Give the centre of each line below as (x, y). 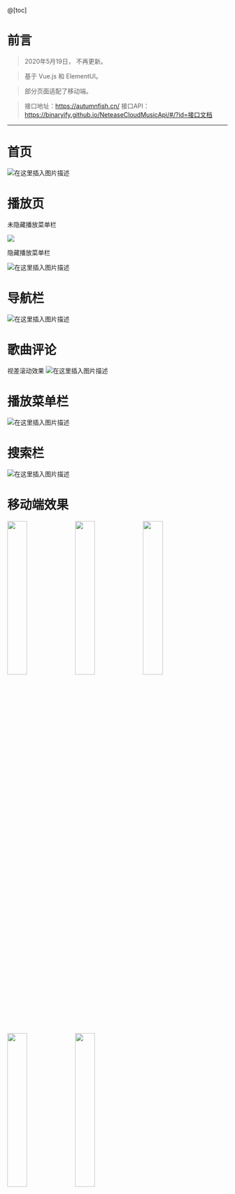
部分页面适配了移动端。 (58, 91)
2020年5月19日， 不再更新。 (65, 61)
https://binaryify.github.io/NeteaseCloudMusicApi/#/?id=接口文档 (119, 114)
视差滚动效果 (26, 370)
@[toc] (17, 10)
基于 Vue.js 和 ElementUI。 (63, 76)
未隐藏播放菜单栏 (32, 224)
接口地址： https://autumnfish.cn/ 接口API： (87, 106)
